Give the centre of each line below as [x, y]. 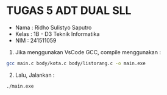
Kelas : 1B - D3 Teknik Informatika [57, 33]
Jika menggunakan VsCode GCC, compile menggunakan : [88, 52]
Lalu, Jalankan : [35, 75]
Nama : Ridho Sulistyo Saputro [53, 27]
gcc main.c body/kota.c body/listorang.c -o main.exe [76, 63]
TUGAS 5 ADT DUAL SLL [69, 11]
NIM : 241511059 [36, 40]
